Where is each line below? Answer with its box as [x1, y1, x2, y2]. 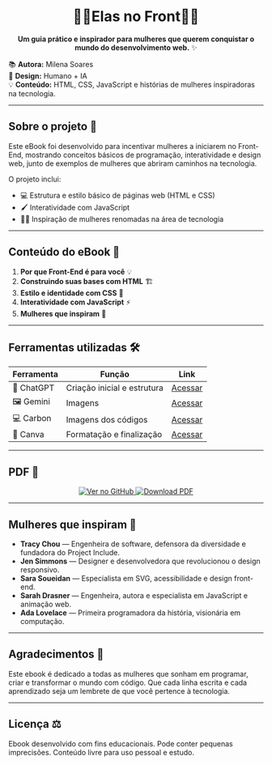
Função [100, 368, 130, 380]
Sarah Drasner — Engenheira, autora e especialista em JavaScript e [19, 591, 249, 600]
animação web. [19, 599, 71, 609]
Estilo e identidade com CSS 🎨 [19, 287, 124, 298]
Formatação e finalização [66, 429, 163, 440]
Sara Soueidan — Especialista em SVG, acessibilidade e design [19, 574, 233, 583]
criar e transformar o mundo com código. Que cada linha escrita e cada [8, 678, 248, 687]
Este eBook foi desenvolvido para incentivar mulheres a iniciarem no [8, 141, 237, 151]
